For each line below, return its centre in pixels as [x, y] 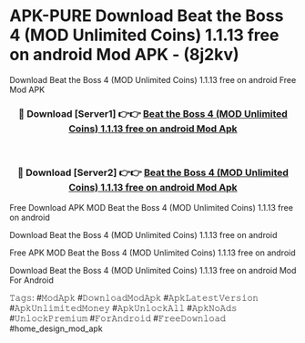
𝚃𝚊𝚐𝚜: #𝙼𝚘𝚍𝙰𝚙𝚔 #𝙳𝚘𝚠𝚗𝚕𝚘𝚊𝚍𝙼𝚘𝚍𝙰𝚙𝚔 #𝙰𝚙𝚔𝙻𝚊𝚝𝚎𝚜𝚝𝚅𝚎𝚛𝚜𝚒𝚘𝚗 [134, 297]
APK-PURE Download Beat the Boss [147, 16]
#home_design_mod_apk [56, 328]
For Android [32, 280]
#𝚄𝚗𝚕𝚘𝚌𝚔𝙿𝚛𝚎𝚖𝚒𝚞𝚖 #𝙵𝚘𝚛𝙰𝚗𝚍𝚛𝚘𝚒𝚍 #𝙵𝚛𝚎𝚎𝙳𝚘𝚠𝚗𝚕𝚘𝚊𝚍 [117, 318]
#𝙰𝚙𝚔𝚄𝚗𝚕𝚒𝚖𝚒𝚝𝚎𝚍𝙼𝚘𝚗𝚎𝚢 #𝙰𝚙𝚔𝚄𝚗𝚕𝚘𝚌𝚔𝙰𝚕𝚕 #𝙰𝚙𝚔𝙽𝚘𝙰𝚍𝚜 [123, 307]
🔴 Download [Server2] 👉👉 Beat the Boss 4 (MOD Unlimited [153, 172]
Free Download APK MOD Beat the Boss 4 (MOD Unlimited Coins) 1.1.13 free [152, 207]
